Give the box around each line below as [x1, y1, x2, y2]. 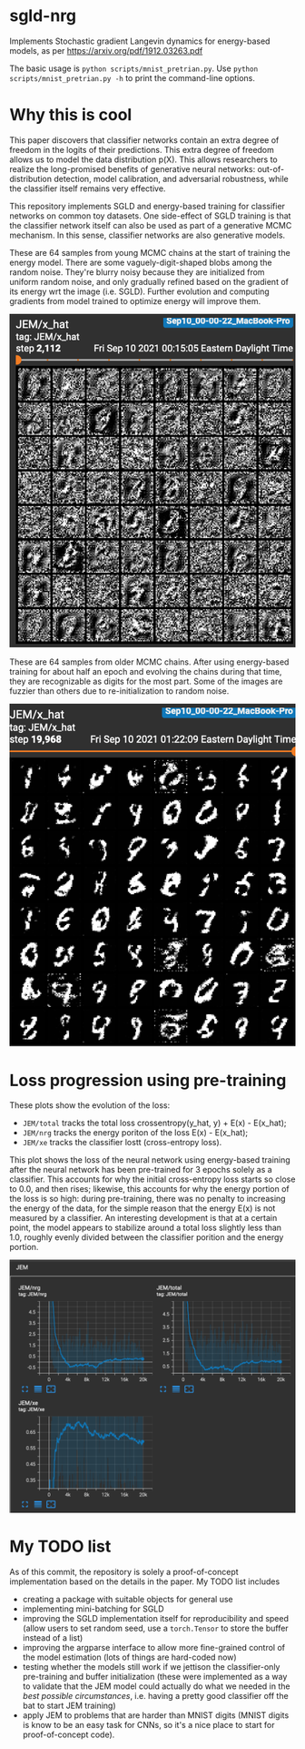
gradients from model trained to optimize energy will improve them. [9, 295, 261, 306]
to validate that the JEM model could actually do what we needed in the [22, 1681, 290, 1692]
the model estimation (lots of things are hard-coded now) [22, 1652, 238, 1663]
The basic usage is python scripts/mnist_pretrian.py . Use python [9, 63, 259, 74]
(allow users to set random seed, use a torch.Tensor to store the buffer [22, 1622, 289, 1634]
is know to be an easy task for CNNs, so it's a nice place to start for [22, 1720, 275, 1731]
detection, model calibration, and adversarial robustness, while [54, 173, 289, 184]
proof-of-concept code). [22, 1729, 115, 1740]
